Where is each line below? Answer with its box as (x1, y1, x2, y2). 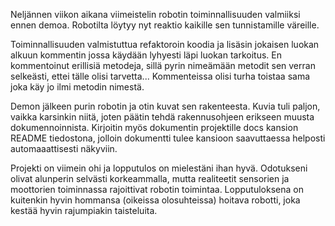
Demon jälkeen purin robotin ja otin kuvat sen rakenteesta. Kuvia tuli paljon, (10, 100, 321, 112)
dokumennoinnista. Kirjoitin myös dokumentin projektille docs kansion (10, 122, 299, 133)
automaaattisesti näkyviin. (10, 143, 118, 154)
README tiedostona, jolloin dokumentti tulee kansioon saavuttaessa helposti (10, 132, 326, 144)
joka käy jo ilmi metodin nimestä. (10, 81, 145, 93)
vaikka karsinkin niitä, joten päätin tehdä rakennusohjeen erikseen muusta (10, 111, 315, 123)
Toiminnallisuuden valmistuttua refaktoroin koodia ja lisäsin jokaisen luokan (10, 39, 320, 50)
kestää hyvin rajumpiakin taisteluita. (10, 205, 158, 216)
